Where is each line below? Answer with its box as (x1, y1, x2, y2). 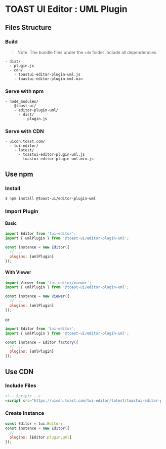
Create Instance (5, 410, 44, 417)
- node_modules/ (5, 99, 39, 104)
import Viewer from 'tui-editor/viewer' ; (5, 280, 92, 285)
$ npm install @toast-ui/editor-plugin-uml (5, 196, 96, 201)
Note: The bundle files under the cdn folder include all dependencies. (17, 49, 158, 55)
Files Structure (5, 23, 52, 32)
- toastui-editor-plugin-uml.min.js (18, 156, 94, 162)
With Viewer (5, 269, 31, 275)
